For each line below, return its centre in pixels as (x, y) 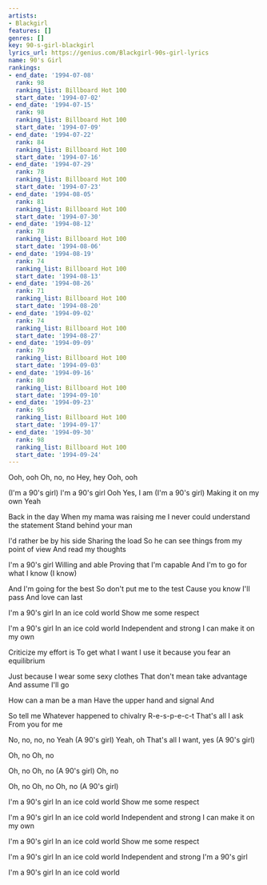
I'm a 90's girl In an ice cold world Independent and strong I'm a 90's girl (128, 857)
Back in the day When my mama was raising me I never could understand (129, 517)
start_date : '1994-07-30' (59, 217)
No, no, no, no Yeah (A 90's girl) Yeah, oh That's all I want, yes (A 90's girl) (132, 740)
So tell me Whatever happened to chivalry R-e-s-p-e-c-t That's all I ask (126, 716)
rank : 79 (30, 350)
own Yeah (25, 502)
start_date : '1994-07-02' (59, 98)
